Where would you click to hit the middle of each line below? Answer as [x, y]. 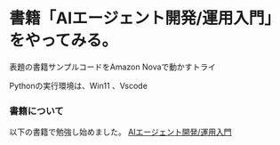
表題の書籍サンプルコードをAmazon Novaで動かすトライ [112, 67]
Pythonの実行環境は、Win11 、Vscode [79, 85]
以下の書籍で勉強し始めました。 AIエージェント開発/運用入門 [121, 132]
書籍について [36, 110]
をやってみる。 [64, 40]
